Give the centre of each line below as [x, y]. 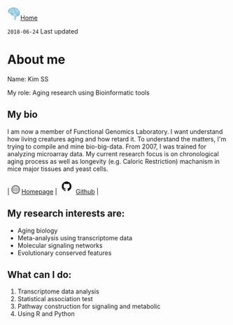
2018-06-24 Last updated [43, 31]
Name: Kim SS [28, 79]
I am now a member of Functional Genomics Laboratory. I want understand [115, 131]
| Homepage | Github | [53, 191]
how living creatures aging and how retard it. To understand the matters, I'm [117, 139]
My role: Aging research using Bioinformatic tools [79, 92]
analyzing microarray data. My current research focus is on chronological [113, 153]
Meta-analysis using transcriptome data [75, 237]
